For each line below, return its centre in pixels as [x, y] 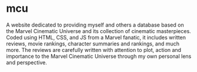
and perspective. [27, 62]
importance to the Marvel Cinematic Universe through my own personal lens [99, 56]
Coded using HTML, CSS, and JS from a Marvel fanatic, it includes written [96, 37]
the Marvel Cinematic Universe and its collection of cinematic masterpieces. [99, 31]
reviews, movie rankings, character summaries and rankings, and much [93, 44]
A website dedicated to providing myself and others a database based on [95, 25]
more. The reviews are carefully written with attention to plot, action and [94, 50]
